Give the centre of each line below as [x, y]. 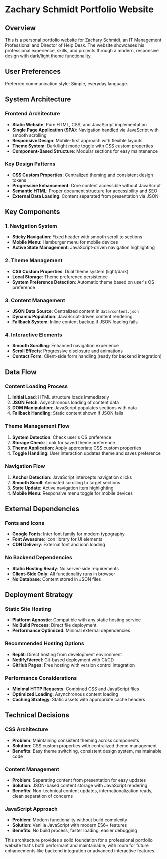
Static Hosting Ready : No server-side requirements [65, 568]
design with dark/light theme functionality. [49, 56]
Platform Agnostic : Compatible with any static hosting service [77, 620]
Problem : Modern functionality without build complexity [70, 820]
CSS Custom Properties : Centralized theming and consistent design [83, 175]
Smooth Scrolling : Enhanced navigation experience [65, 346]
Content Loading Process [37, 386]
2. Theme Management [34, 260]
